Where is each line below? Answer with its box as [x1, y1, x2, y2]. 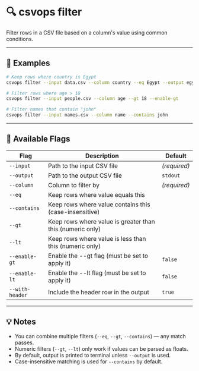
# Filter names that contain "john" [6, 106, 97, 112]
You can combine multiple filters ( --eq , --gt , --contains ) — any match [14, 332, 187, 339]
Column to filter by [48, 181, 99, 189]
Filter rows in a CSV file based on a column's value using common [6, 29, 168, 36]
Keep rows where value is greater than [48, 217, 155, 225]
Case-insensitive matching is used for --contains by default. [14, 358, 163, 365]
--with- [9, 285, 31, 293]
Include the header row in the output [48, 288, 149, 296]
